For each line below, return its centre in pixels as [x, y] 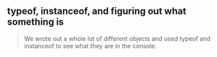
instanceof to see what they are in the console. [90, 46]
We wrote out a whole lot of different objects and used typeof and [117, 38]
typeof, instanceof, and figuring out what [97, 11]
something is [35, 22]
